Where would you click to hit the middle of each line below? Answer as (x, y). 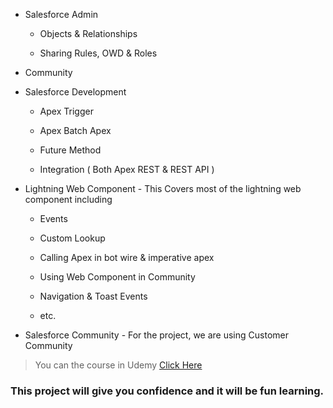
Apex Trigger (66, 111)
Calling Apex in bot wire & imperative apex (127, 257)
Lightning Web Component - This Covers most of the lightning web (163, 188)
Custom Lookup (72, 238)
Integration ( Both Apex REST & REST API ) (127, 169)
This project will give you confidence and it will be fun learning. (167, 391)
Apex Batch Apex (75, 130)
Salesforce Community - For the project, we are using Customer (156, 335)
